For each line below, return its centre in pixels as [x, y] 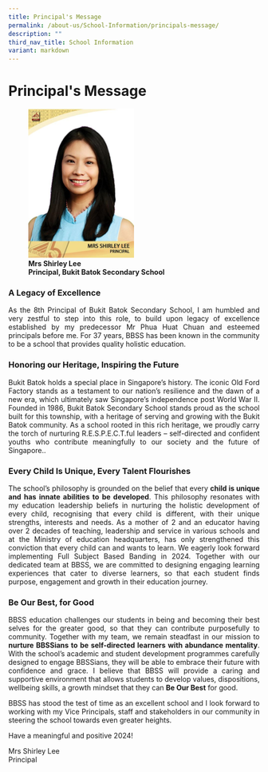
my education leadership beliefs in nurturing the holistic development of [134, 505]
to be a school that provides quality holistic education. [97, 344]
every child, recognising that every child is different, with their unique [134, 514]
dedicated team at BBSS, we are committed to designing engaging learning [134, 565]
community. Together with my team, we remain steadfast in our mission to [134, 637]
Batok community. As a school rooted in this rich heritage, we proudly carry [134, 424]
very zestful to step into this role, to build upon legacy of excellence [134, 319]
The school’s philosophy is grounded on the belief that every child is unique [134, 488]
